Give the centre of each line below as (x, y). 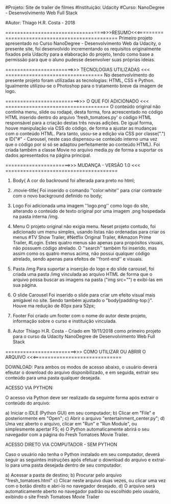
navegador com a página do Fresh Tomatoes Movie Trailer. (67, 435)
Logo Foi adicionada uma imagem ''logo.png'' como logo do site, (81, 206)
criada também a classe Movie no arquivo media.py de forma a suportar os (84, 150)
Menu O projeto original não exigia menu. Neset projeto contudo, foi (84, 226)
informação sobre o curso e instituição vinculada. (65, 321)
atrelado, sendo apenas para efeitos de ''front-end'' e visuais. (78, 259)
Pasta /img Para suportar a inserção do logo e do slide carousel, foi (83, 269)
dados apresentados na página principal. (48, 155)
